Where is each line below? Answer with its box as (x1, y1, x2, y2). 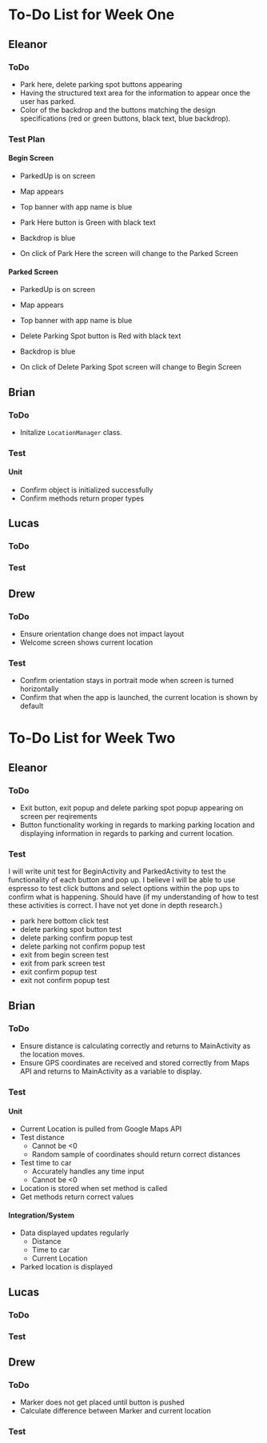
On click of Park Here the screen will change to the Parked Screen (19, 249, 238, 258)
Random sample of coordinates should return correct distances (31, 1149, 241, 1159)
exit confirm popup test (19, 967, 98, 977)
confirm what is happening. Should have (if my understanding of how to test (8, 892, 259, 901)
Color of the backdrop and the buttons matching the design (19, 105, 216, 114)
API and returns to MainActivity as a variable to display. (19, 1066, 202, 1077)
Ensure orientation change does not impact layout (19, 629, 185, 638)
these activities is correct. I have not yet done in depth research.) (8, 901, 223, 910)
